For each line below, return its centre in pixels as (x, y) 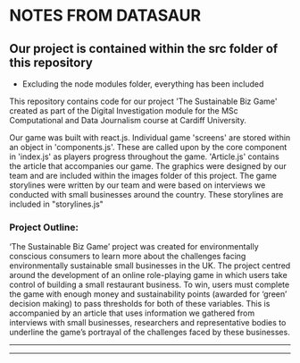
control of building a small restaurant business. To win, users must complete (150, 285)
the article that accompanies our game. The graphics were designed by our (148, 166)
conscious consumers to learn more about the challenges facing (128, 257)
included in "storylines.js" (57, 204)
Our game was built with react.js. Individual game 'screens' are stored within (150, 138)
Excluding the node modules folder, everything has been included (143, 84)
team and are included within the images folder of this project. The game (143, 176)
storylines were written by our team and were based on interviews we (137, 185)
